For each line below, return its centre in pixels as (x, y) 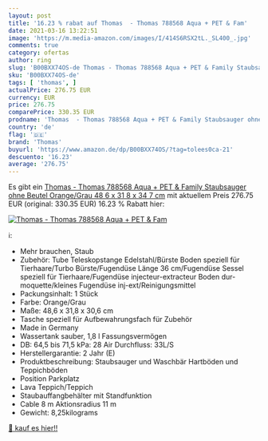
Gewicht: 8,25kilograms (59, 413)
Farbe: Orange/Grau (53, 302)
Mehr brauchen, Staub (57, 252)
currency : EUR (32, 97)
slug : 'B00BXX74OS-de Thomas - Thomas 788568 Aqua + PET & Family (121, 68)
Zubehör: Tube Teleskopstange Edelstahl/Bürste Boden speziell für (130, 260)
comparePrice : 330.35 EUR (51, 113)
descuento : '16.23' (41, 157)
